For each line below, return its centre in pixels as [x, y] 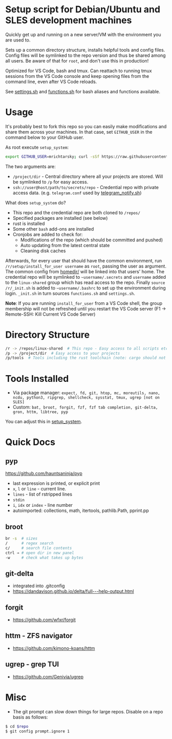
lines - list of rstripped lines [42, 494]
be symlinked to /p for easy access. [50, 182]
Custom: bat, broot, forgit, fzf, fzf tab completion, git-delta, [85, 407]
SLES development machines [69, 20]
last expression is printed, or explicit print [56, 483]
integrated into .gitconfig [39, 586]
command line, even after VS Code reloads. [51, 81]
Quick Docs [30, 442]
